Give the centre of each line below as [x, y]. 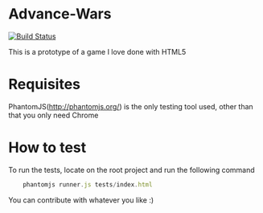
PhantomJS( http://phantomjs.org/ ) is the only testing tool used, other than [131, 106]
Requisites [45, 84]
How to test [47, 147]
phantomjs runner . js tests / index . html [88, 184]
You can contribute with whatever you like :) [81, 200]
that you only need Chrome [53, 115]
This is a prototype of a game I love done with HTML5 [97, 51]
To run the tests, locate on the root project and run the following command [131, 170]
